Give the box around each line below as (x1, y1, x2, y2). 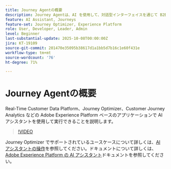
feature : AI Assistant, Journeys (5, 17, 76, 22)
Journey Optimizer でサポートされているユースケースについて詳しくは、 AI (5, 139, 161, 146)
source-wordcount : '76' (5, 55, 56, 60)
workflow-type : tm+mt (5, 50, 51, 55)
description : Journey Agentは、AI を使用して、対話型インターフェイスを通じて (5, 12, 158, 17)
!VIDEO (17, 129, 33, 135)
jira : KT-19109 (5, 41, 38, 46)
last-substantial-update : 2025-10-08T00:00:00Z (5, 36, 108, 41)
